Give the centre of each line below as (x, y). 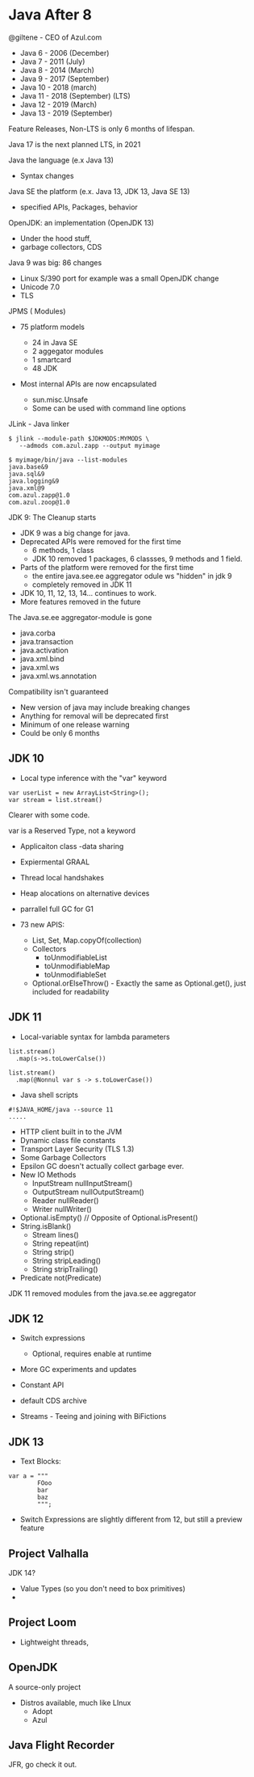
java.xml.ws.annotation (58, 676)
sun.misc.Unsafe (60, 399)
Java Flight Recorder (61, 1745)
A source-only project (45, 1686)
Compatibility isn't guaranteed (58, 691)
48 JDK (45, 368)
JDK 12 (26, 1318)
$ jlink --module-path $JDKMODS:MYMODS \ (79, 438)
